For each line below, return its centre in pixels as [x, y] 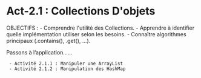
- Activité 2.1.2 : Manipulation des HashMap [67, 69]
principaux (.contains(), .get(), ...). [48, 41]
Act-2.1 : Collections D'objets [81, 11]
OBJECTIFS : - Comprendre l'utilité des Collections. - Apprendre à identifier [100, 28]
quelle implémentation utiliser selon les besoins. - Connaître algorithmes [96, 34]
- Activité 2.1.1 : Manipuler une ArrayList [66, 63]
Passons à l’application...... [39, 52]
